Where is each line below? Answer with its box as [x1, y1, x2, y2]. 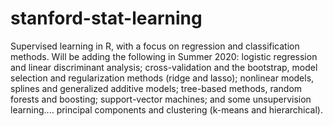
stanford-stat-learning [10, 7, 203, 30]
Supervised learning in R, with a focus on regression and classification [10, 40, 300, 52]
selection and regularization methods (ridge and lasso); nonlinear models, [10, 72, 315, 84]
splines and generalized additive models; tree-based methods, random [10, 82, 303, 94]
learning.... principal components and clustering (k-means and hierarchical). [10, 103, 324, 116]
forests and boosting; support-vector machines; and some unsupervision [10, 93, 312, 105]
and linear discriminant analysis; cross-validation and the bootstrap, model [10, 61, 318, 73]
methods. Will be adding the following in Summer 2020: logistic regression [10, 50, 318, 62]
